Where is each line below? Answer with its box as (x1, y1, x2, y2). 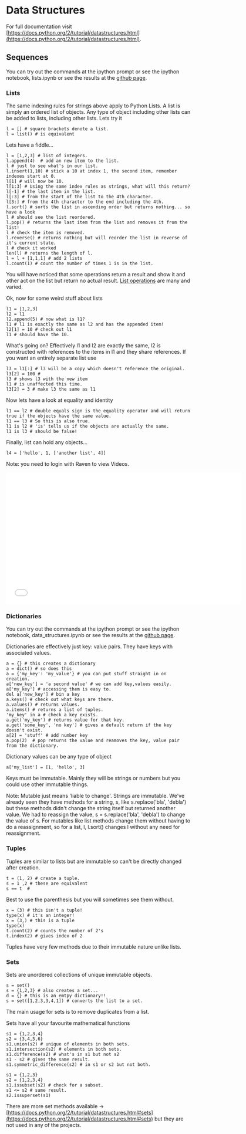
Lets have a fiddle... (6, 141, 54, 148)
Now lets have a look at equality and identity (6, 397, 113, 404)
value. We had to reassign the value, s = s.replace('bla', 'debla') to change (6, 811, 186, 818)
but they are (154, 1115, 184, 1122)
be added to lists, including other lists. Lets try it (6, 115, 122, 122)
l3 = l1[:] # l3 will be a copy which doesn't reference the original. (6, 366, 185, 372)
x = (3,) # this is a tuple (6, 918, 75, 923)
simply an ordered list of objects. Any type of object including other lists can (6, 109, 191, 116)
